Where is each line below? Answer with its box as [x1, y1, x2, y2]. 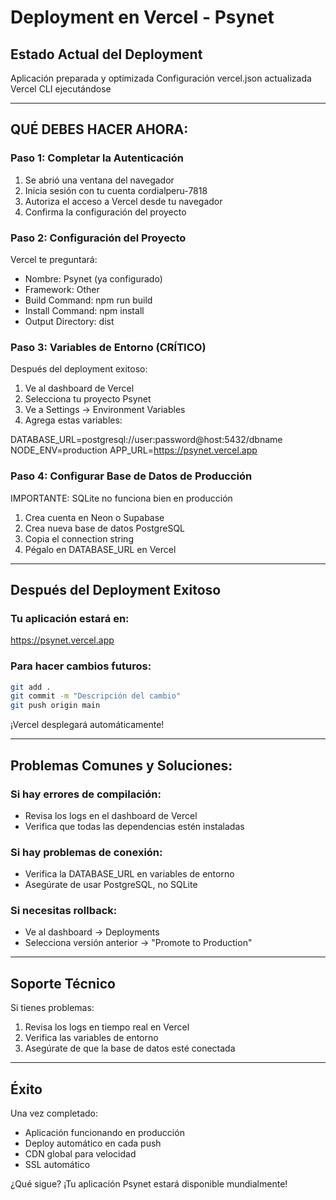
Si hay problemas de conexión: [10, 845, 163, 859]
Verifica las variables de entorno [24, 1032, 159, 1044]
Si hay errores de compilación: [10, 787, 162, 801]
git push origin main [10, 701, 101, 711]
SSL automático [24, 1159, 91, 1171]
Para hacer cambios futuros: [10, 659, 152, 673]
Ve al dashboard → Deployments [24, 926, 160, 938]
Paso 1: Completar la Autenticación [10, 151, 184, 165]
